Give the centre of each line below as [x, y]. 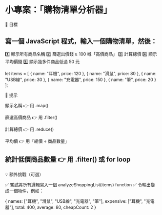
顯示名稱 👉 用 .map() [27, 105]
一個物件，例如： [26, 191]
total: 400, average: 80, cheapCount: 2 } [56, 207]
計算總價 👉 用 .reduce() [30, 129]
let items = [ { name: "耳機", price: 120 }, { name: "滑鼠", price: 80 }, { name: [81, 73]
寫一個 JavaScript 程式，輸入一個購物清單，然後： [81, 41]
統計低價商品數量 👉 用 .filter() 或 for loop [68, 160]
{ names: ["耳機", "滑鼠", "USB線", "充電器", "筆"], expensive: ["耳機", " [76, 201]
